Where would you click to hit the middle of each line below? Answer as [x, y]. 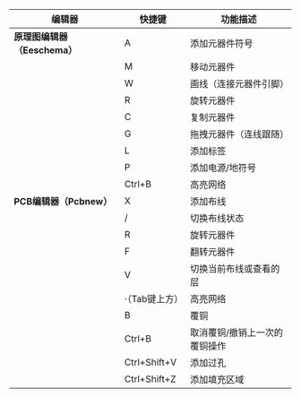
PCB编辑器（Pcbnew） [63, 201]
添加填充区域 [217, 380]
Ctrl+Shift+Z [150, 379]
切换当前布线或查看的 [235, 268]
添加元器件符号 [221, 43]
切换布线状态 [217, 218]
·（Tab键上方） [154, 299]
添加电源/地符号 [223, 168]
